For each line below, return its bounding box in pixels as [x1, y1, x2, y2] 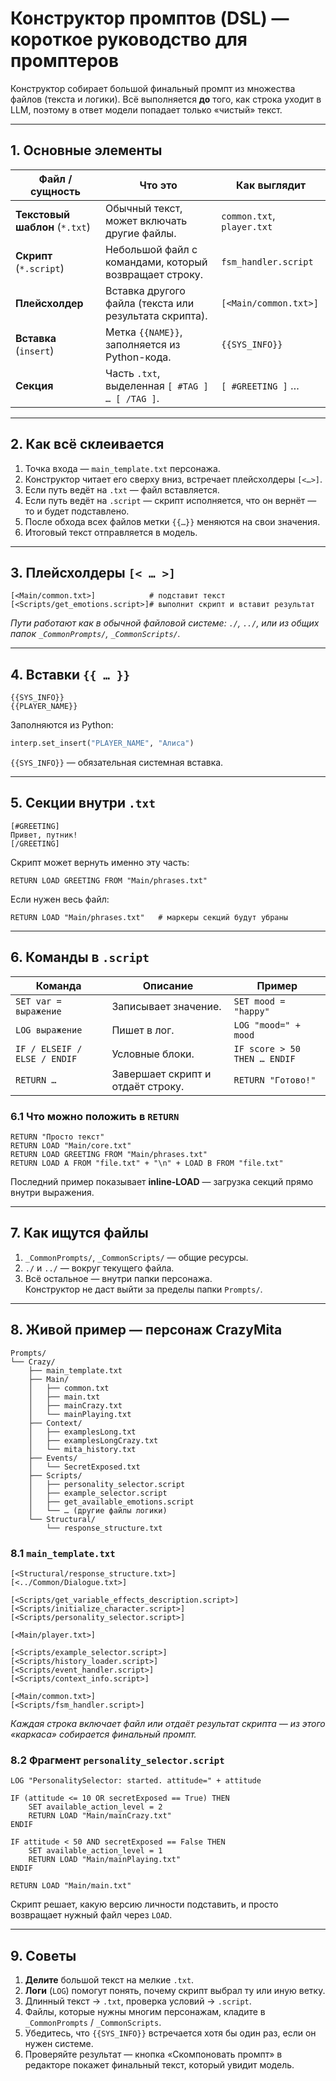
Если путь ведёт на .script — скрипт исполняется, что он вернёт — [24, 494, 317, 506]
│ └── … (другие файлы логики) [28, 1505, 168, 1516]
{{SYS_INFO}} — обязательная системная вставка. [10, 757, 224, 769]
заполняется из [104, 337, 181, 351]
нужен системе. [24, 2038, 94, 2050]
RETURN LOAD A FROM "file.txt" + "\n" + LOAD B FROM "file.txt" [10, 1158, 284, 1168]
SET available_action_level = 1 [28, 1846, 163, 1856]
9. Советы [10, 1947, 77, 1964]
